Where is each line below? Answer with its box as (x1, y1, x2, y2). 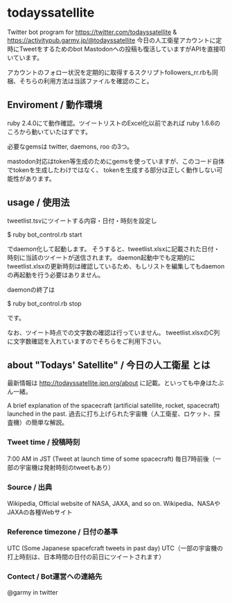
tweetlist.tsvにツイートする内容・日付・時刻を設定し (7, 216, 157, 225)
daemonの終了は (7, 285, 55, 294)
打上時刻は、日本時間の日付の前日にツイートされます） (7, 553, 165, 561)
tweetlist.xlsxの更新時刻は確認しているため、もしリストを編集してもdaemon (7, 262, 225, 270)
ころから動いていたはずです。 (7, 127, 92, 136)
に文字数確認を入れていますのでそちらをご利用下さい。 (7, 337, 165, 345)
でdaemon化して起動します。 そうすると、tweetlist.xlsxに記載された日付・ (7, 244, 220, 253)
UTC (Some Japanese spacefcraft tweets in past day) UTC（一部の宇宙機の (7, 544, 224, 552)
